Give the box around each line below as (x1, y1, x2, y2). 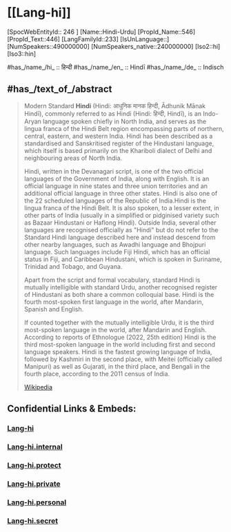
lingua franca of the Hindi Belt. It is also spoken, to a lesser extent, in (23, 203, 219, 212)
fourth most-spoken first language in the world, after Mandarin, (23, 298, 204, 306)
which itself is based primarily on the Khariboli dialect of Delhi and (23, 146, 212, 154)
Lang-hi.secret (7, 515, 59, 525)
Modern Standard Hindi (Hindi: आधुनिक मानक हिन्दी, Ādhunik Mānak (23, 101, 206, 110)
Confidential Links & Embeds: (7, 403, 137, 415)
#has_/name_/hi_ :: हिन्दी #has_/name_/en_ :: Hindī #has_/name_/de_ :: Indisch (7, 63, 224, 71)
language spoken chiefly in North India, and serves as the (42, 117, 207, 125)
